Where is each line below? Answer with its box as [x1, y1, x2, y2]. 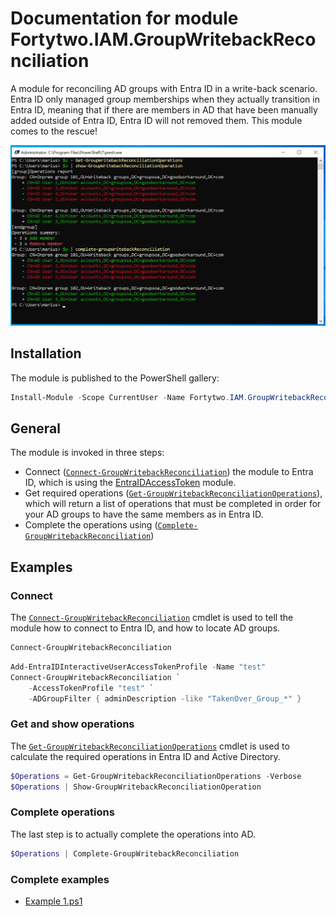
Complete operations [10, 805, 115, 819]
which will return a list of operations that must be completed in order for [24, 498, 322, 510]
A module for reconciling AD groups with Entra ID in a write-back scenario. [10, 82, 318, 94]
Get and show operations [10, 717, 135, 731]
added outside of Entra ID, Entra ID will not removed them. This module [10, 114, 303, 126]
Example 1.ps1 [24, 895, 83, 907]
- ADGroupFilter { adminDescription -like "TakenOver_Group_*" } [28, 693, 302, 704]
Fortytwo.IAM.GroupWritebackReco [10, 28, 317, 51]
